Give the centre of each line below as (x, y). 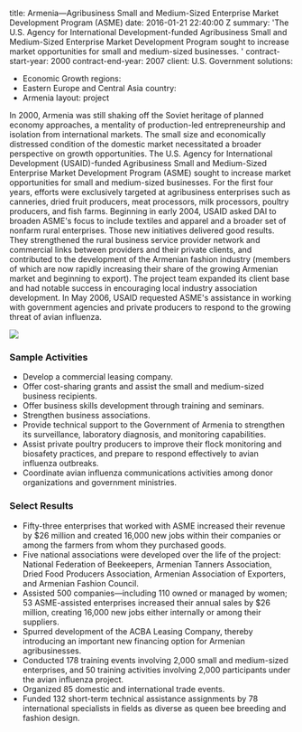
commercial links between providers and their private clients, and (131, 249)
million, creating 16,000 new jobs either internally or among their (142, 612)
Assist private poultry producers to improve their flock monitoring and (152, 444)
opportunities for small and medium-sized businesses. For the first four (142, 183)
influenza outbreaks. (60, 464)
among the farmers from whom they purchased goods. (124, 545)
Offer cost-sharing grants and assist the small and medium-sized (143, 387)
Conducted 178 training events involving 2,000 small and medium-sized (155, 660)
